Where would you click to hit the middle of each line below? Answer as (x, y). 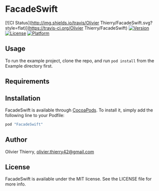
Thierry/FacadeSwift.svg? (126, 23)
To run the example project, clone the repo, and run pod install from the (80, 61)
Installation (23, 98)
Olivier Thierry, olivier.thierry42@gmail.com (50, 152)
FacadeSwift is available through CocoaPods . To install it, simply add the (79, 110)
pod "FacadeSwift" (24, 124)
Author (16, 140)
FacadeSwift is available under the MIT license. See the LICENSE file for (79, 179)
